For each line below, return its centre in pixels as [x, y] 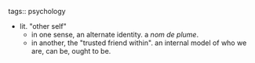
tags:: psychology [37, 11]
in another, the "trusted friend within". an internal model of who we [139, 43]
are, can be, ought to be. [71, 51]
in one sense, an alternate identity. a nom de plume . [115, 35]
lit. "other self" [43, 26]
